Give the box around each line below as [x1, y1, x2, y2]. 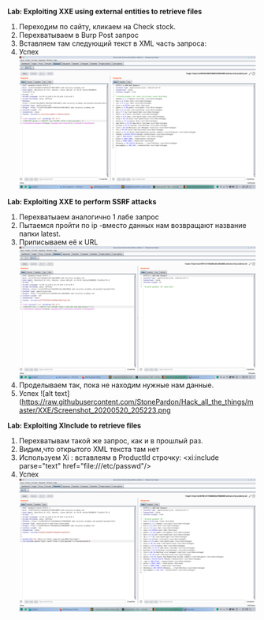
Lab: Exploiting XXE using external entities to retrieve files [7, 7, 203, 16]
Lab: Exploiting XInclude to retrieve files [7, 421, 142, 431]
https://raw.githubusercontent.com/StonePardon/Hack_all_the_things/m [21, 398, 254, 407]
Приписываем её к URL [18, 237, 99, 247]
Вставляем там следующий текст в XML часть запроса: [18, 39, 206, 48]
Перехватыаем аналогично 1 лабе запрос [18, 212, 159, 222]
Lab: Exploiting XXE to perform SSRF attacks [7, 197, 157, 207]
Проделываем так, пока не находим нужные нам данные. [18, 380, 214, 390]
